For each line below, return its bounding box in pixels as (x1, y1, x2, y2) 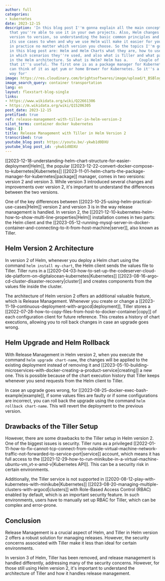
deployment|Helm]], (5, 163, 46, 169)
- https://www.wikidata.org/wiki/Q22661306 (5, 99, 96, 104)
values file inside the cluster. (5, 283, 63, 289)
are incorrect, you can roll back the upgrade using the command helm (5, 398, 146, 404)
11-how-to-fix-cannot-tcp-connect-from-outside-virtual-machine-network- (5, 446, 157, 452)
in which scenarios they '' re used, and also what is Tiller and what (9, 53, 155, 58)
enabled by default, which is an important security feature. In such (5, 492, 139, 498)
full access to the (5, 456, 40, 462)
